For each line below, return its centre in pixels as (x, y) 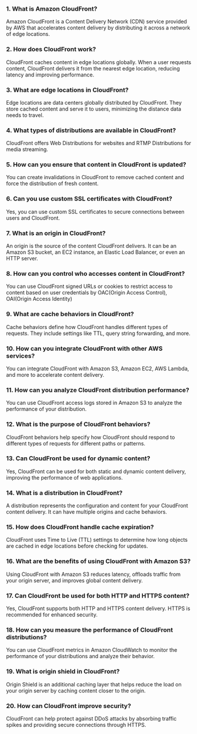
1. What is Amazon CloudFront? (52, 9)
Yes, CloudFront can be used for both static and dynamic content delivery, (96, 471)
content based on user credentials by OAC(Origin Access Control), (87, 293)
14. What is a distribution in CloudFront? (64, 492)
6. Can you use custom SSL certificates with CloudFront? (89, 199)
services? (21, 356)
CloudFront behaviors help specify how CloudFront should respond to (91, 437)
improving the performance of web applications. (65, 477)
